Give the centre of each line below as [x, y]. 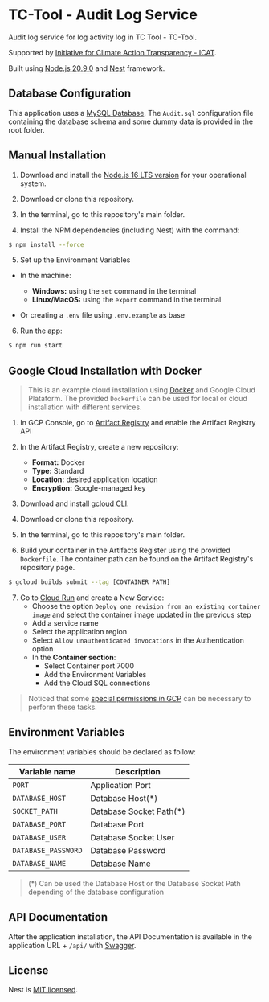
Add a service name [65, 623]
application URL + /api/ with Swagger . [72, 945]
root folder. [27, 129]
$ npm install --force [46, 244]
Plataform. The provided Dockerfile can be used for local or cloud [137, 399]
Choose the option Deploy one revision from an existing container [146, 606]
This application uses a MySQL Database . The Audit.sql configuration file [131, 113]
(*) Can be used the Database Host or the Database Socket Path [134, 883]
